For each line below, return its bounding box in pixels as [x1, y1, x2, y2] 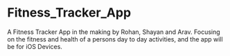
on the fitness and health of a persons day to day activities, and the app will [7, 35, 223, 43]
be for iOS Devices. [7, 42, 62, 50]
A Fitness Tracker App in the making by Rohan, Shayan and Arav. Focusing [7, 28, 220, 36]
